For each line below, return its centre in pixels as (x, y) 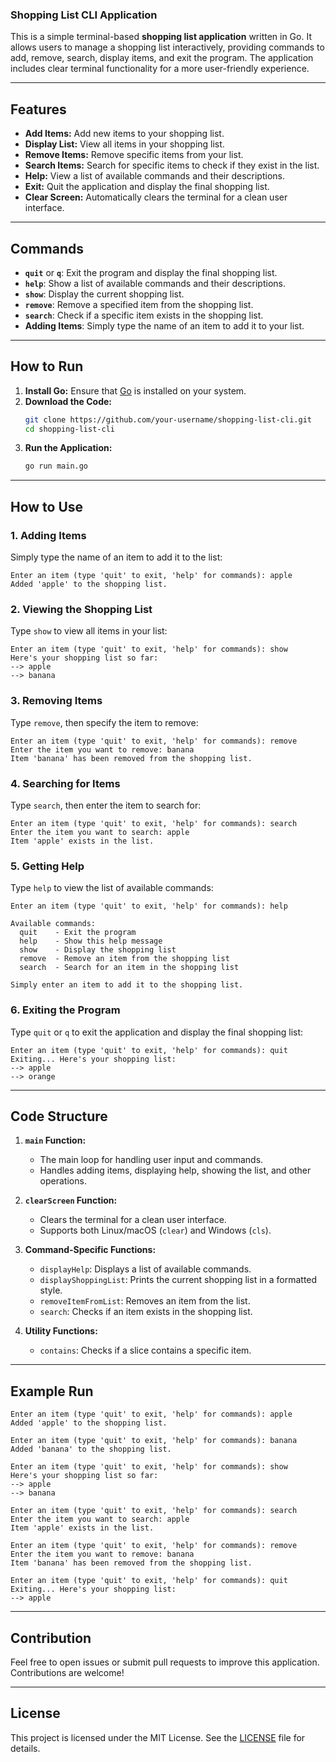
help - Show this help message (91, 941)
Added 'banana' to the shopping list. (91, 1449)
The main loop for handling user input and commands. (151, 1160)
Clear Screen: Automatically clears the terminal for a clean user (156, 197)
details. (25, 1748)
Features (38, 109)
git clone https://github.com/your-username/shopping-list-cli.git (168, 419)
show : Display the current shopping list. (104, 294)
